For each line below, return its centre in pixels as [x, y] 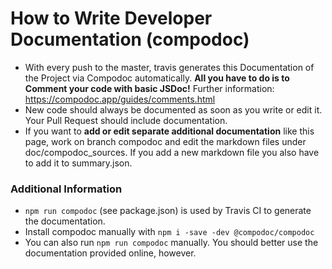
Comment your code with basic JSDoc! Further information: [149, 88]
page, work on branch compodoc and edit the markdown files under [165, 141]
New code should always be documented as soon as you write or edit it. [173, 109]
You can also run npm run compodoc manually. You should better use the [171, 243]
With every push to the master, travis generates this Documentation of [169, 67]
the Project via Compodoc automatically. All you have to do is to [157, 78]
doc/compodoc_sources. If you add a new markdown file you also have [172, 152]
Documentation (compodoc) [130, 39]
